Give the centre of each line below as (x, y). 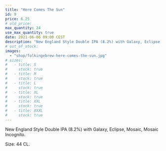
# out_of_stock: (22, 46)
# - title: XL (22, 92)
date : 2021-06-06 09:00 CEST (35, 38)
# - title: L (21, 83)
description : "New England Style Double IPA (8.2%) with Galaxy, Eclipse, (84, 42)
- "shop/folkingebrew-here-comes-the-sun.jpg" (58, 56)
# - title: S (21, 65)
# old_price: (19, 23)
